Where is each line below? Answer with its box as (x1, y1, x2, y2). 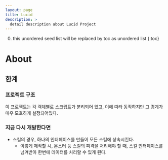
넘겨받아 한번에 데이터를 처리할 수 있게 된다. (20, 149, 107, 155)
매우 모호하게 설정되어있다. (5, 110, 58, 116)
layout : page (5, 7, 33, 13)
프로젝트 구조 (5, 91, 35, 98)
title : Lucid (5, 12, 33, 17)
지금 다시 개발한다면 (5, 124, 51, 131)
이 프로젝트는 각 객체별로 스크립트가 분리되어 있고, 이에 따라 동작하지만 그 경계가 (5, 104, 163, 110)
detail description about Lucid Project (10, 21, 96, 27)
